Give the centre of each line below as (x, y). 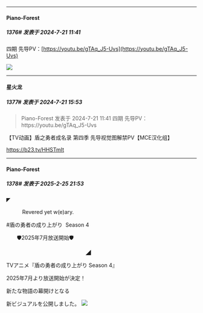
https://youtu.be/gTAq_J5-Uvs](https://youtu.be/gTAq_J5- (116, 48)
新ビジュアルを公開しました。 (43, 303)
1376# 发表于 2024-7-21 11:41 (43, 32)
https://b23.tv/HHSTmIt (35, 150)
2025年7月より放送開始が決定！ (46, 278)
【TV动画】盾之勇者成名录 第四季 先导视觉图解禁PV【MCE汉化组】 (90, 138)
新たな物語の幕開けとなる (38, 291)
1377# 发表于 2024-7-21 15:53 (44, 102)
